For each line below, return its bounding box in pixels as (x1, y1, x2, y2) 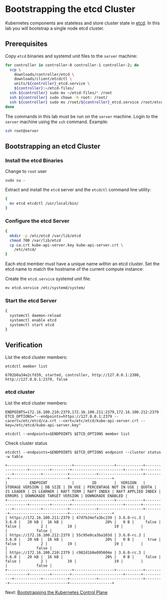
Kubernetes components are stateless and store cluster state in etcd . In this (5, 20, 160, 26)
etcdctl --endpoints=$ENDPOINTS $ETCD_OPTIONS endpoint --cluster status (5, 450, 162, 454)
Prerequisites (5, 40, 48, 48)
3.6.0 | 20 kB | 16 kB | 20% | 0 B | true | (5, 537, 162, 542)
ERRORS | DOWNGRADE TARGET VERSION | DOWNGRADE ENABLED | (5, 493, 128, 498)
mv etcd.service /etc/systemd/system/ (5, 286, 85, 291)
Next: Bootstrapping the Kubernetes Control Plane (5, 589, 108, 595)
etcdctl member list (5, 364, 48, 369)
